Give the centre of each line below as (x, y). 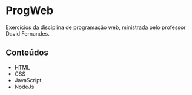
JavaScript (28, 80)
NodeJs (24, 87)
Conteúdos (27, 53)
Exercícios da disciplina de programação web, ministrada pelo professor (96, 27)
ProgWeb (30, 11)
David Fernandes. (28, 33)
